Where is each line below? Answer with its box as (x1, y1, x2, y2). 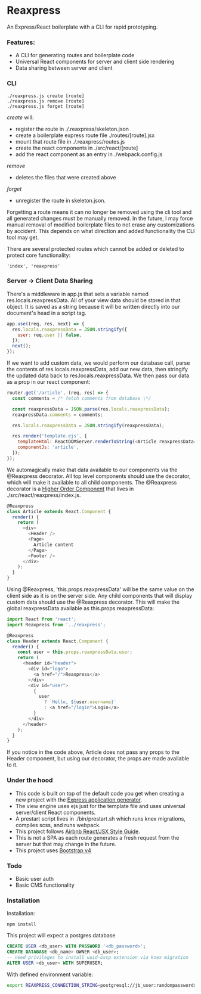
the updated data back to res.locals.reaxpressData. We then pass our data (7, 372, 190, 379)
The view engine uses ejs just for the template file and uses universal (15, 802, 185, 809)
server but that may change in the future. (15, 840, 117, 847)
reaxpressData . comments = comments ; (12, 412, 103, 418)
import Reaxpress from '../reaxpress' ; (7, 622, 106, 628)
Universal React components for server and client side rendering (15, 58, 175, 66)
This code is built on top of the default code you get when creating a (15, 790, 184, 797)
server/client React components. (15, 809, 96, 816)
